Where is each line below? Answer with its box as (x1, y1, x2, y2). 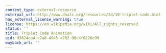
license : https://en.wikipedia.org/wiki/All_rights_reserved (5, 21, 138, 27)
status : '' (5, 26, 29, 31)
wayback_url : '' (5, 40, 40, 45)
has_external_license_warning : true (5, 17, 83, 22)
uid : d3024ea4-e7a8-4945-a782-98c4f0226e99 (5, 36, 100, 41)
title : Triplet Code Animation (5, 31, 72, 36)
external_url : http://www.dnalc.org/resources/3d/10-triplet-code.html (5, 12, 161, 17)
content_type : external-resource (5, 7, 77, 13)
